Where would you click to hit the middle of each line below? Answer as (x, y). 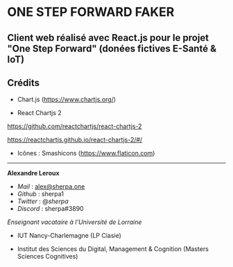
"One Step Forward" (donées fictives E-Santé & (112, 48)
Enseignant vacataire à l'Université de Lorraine (75, 222)
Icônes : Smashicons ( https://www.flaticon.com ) (86, 153)
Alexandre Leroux (34, 173)
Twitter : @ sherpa (43, 201)
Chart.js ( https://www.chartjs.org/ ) (67, 100)
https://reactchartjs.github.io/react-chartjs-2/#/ (75, 140)
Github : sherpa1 (41, 194)
